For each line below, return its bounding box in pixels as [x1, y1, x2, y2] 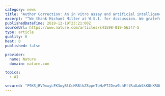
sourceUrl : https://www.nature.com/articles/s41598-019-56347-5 [5, 25, 139, 30]
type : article [5, 30, 34, 35]
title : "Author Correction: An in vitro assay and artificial [5, 12, 135, 17]
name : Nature [9, 57, 36, 61]
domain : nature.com [9, 61, 50, 66]
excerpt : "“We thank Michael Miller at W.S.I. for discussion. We [5, 16, 144, 21]
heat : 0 [5, 39, 21, 44]
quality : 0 [5, 35, 27, 39]
